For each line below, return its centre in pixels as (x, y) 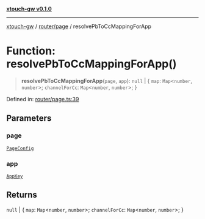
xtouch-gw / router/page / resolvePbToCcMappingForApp (79, 26)
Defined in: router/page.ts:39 (43, 99)
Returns (22, 195)
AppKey (15, 176)
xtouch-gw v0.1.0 (29, 9)
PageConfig (20, 148)
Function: (31, 51)
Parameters (29, 118)
